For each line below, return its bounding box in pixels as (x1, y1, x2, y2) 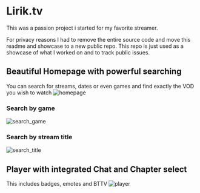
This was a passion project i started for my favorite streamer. (6, 24, 158, 31)
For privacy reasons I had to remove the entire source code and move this (6, 36, 191, 43)
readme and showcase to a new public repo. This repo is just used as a (6, 42, 184, 50)
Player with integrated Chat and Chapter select (6, 164, 187, 174)
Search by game (6, 104, 56, 113)
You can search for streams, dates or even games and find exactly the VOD (6, 82, 195, 90)
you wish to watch (6, 89, 52, 96)
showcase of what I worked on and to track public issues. (6, 48, 150, 56)
